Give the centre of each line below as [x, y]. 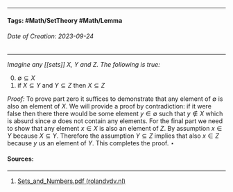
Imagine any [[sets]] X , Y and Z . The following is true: [84, 64]
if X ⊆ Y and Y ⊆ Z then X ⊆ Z [61, 85]
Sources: [20, 159]
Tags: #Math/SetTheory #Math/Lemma [65, 20]
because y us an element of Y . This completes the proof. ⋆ [91, 143]
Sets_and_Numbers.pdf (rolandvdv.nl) [71, 181]
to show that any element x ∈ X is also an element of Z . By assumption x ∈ [115, 128]
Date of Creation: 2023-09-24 [51, 36]
